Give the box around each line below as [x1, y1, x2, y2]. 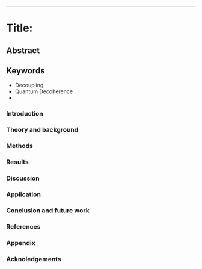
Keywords [6, 66, 45, 76]
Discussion [6, 174, 40, 182]
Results [6, 158, 29, 166]
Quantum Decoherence [14, 88, 73, 95]
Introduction [6, 110, 43, 118]
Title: [6, 22, 33, 35]
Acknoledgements [6, 255, 61, 263]
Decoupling [14, 82, 44, 89]
